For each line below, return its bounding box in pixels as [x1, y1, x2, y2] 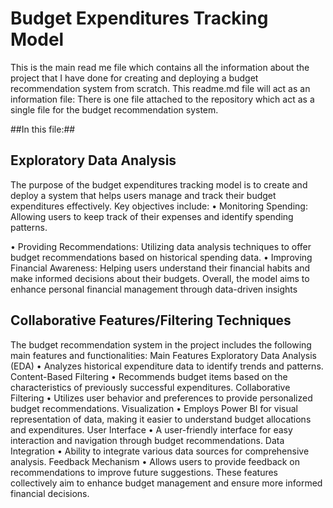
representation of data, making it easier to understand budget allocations [10, 413, 312, 425]
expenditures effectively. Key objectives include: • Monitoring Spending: [10, 200, 308, 212]
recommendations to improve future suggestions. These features [10, 466, 278, 478]
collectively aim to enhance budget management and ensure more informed [10, 477, 323, 489]
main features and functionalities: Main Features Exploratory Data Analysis [10, 349, 317, 361]
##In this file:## [10, 123, 76, 135]
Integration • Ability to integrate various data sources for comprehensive [10, 445, 310, 457]
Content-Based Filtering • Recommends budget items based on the [10, 370, 288, 382]
